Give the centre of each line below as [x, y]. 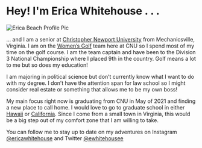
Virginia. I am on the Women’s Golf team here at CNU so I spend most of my [100, 46]
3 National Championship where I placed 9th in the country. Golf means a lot [101, 58]
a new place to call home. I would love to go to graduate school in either [96, 107]
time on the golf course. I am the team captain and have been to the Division [101, 52]
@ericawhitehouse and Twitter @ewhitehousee [65, 138]
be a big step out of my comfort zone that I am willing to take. [82, 120]
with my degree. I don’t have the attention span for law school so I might [96, 83]
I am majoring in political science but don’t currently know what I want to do [100, 76]
